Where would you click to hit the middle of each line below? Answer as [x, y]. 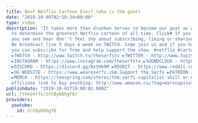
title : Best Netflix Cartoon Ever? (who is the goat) [74, 12]
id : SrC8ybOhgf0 [37, 111]
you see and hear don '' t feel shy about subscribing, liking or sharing [103, 39]
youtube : [22, 105]
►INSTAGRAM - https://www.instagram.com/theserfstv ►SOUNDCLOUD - [95, 61]
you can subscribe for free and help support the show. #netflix [93, 50]
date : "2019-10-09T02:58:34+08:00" [50, 17]
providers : [19, 99]
